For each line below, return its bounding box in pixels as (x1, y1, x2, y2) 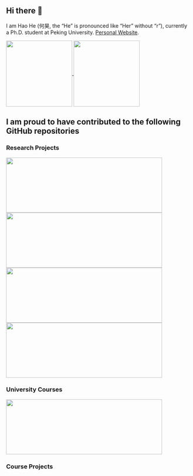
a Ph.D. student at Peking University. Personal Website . (6, 29, 140, 36)
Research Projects (6, 144, 60, 152)
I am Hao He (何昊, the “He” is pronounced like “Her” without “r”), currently (6, 22, 188, 29)
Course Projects (6, 462, 53, 470)
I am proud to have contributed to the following (6, 117, 181, 127)
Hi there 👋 (6, 6, 43, 16)
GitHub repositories (6, 126, 80, 136)
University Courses (6, 386, 63, 394)
